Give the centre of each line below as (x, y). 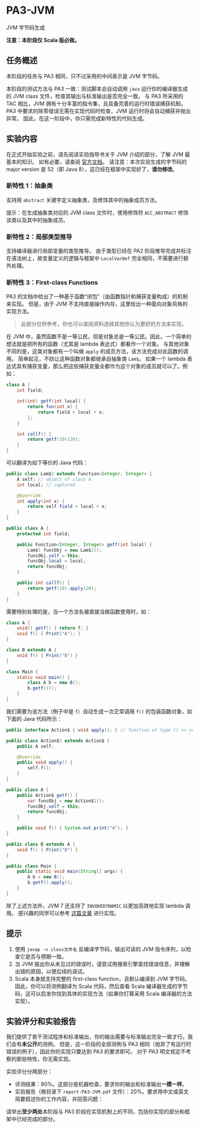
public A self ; (36, 746)
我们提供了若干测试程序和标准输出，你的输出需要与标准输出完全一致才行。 (97, 1037)
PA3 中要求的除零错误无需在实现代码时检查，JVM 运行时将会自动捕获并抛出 (99, 111)
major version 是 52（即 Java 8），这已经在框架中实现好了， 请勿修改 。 (92, 169)
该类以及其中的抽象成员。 (37, 220)
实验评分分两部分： (30, 1072)
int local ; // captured (46, 485)
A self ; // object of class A (54, 479)
